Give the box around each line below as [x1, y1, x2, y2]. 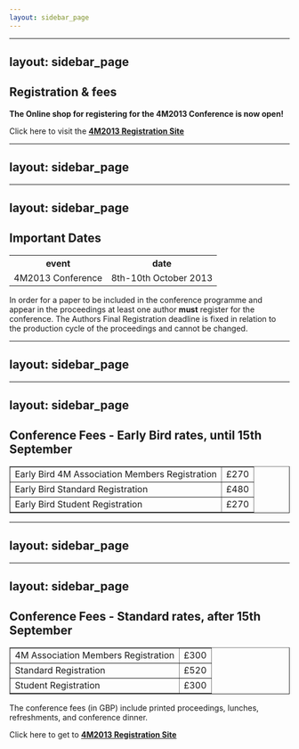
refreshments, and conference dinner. [9, 712, 149, 722]
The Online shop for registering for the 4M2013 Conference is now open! [9, 108, 284, 119]
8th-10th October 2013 [110, 271, 214, 284]
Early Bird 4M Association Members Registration [14, 467, 218, 480]
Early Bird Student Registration [14, 498, 143, 510]
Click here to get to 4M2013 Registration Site [9, 728, 177, 740]
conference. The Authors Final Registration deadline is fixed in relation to [9, 313, 277, 324]
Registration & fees [9, 85, 117, 100]
